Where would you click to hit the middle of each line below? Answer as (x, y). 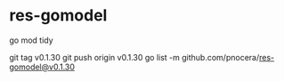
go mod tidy (31, 40)
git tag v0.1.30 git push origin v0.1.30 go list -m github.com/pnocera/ (134, 57)
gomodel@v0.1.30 (42, 67)
